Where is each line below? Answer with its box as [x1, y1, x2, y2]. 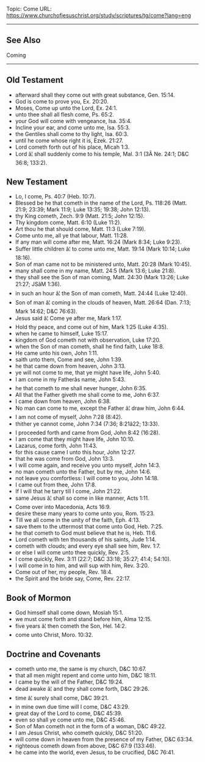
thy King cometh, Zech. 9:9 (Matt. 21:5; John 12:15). [15, 213, 145, 220]
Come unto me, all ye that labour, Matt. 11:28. [15, 232, 128, 240]
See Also [6, 35, 41, 45]
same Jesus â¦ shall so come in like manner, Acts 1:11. [15, 494, 149, 502]
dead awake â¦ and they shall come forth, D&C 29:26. [15, 685, 149, 693]
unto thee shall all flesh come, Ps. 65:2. [15, 110, 115, 118]
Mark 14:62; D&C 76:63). [15, 307, 77, 315]
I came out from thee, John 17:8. [15, 481, 96, 489]
